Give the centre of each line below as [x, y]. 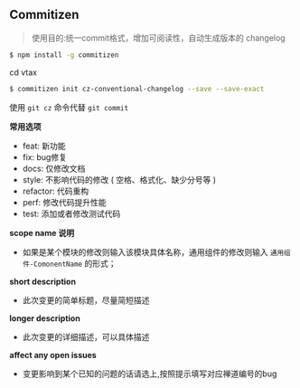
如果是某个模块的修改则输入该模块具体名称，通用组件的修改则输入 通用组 [156, 251]
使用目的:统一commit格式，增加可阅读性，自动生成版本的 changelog [159, 38]
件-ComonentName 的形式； [69, 263]
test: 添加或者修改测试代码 [71, 213]
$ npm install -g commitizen [64, 55]
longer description [45, 318]
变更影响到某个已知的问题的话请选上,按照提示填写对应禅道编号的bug [150, 374]
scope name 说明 [42, 232]
